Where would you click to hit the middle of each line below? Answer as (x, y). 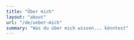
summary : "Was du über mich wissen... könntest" (67, 28)
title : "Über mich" (30, 11)
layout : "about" (26, 17)
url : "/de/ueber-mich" (34, 22)
